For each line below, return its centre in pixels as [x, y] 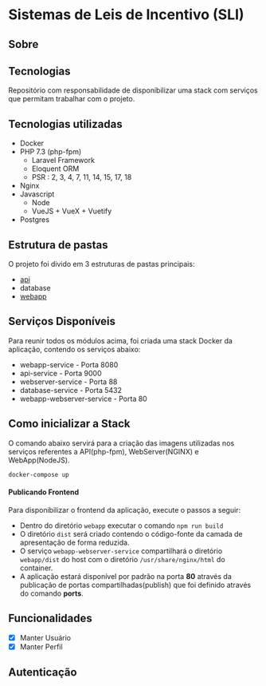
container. [36, 568]
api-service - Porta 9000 [61, 373]
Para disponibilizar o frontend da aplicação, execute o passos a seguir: [125, 510]
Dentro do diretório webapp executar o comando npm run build [121, 525]
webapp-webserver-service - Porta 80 [83, 399]
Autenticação [43, 672]
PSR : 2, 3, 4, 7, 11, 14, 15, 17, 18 [82, 177]
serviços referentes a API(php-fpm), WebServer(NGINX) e [104, 451]
